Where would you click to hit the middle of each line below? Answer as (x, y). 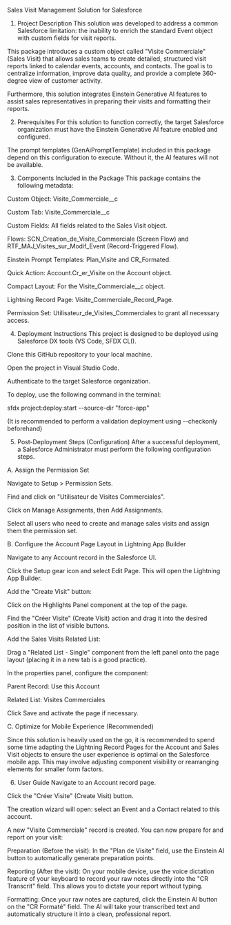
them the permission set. (42, 531)
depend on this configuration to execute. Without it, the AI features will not (113, 157)
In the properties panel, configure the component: (78, 673)
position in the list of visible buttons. (59, 626)
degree (17, 81)
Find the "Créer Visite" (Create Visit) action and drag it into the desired (107, 618)
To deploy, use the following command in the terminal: (84, 395)
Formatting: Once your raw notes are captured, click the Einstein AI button (112, 899)
